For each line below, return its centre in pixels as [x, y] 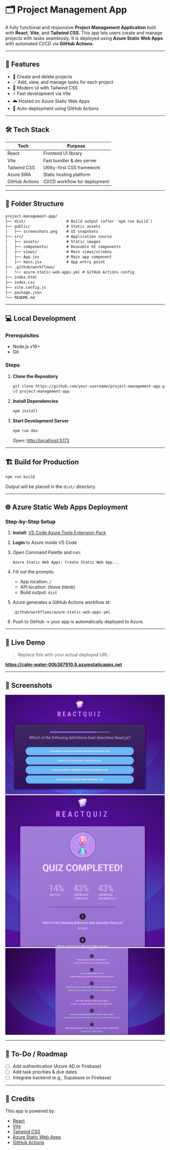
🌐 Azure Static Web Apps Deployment [67, 507]
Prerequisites [22, 335]
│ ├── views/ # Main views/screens [59, 252]
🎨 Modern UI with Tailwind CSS [45, 87]
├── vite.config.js [26, 287]
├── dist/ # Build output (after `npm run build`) [79, 221]
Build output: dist [38, 592]
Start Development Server [41, 421]
